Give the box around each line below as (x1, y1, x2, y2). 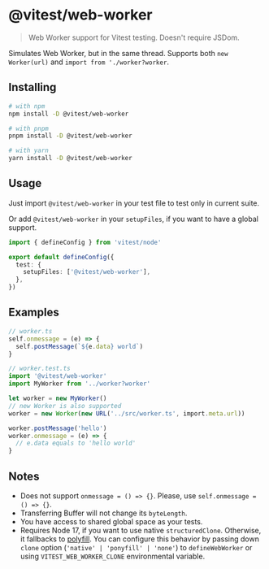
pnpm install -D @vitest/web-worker (8, 132, 132, 140)
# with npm (8, 102, 46, 111)
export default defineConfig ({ (8, 253, 115, 261)
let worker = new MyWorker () (8, 394, 107, 402)
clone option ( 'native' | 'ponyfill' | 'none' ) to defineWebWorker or (20, 542, 253, 552)
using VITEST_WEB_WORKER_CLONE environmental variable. (20, 551, 206, 561)
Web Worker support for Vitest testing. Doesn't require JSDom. (28, 33, 240, 42)
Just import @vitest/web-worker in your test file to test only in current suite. (8, 198, 260, 208)
